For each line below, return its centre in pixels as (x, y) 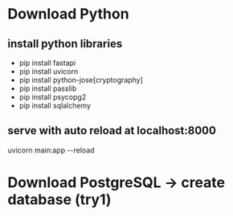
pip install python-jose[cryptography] (81, 80)
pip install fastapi (47, 63)
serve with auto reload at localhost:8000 (112, 130)
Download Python (68, 14)
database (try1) (59, 200)
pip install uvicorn (49, 71)
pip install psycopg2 (53, 97)
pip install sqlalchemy (55, 106)
